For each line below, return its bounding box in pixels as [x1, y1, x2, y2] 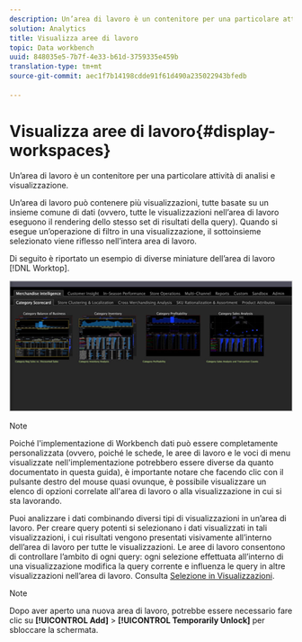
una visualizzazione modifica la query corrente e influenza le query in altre [9, 561, 286, 572]
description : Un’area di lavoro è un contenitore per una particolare [9, 14, 280, 23]
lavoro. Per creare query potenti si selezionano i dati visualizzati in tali [9, 523, 268, 534]
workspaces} [9, 140, 111, 160]
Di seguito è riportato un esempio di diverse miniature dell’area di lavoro [9, 252, 276, 263]
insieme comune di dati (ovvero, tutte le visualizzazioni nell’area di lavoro [9, 206, 280, 217]
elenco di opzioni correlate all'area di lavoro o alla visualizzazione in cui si [9, 486, 282, 497]
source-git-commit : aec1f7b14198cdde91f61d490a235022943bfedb [9, 72, 247, 81]
